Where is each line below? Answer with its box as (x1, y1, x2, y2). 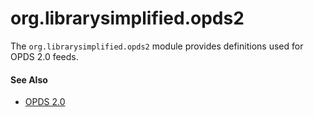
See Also (10, 73, 48, 86)
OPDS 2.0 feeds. (10, 50, 79, 62)
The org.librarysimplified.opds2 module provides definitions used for (10, 40, 304, 52)
